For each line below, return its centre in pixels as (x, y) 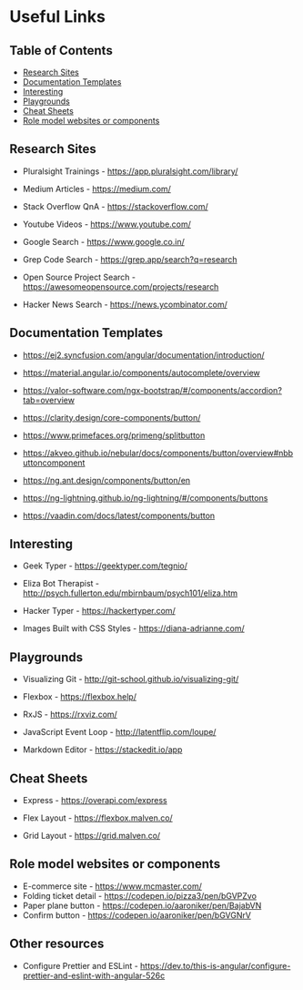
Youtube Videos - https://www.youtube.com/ (106, 224)
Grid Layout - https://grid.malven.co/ (91, 836)
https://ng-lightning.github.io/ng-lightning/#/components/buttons (145, 497)
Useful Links (58, 17)
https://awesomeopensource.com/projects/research (121, 286)
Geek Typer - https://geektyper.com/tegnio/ (105, 566)
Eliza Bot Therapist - (61, 584)
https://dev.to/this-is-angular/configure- (215, 965)
